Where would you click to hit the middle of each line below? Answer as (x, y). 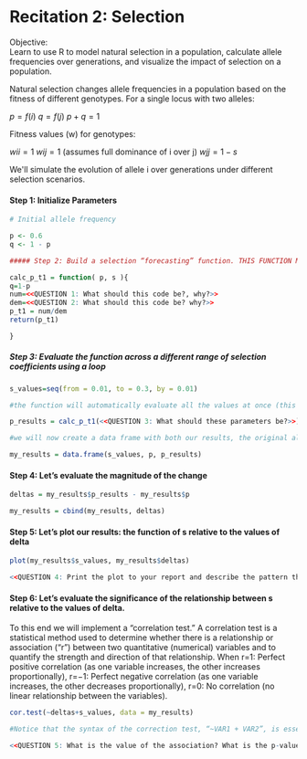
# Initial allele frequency (63, 220)
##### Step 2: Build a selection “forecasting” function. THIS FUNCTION (151, 261)
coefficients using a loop (58, 366)
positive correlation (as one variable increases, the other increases (135, 667)
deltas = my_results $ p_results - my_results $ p (100, 495)
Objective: (29, 42)
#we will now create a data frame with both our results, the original (148, 438)
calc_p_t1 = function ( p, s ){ (69, 277)
